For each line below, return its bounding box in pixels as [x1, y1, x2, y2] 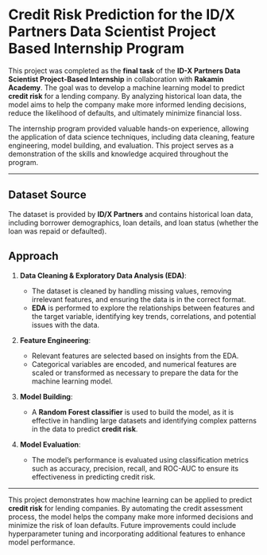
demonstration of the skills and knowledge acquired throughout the [8, 149, 229, 159]
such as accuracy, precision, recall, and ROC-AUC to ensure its [31, 463, 239, 473]
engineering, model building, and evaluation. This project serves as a [8, 140, 234, 150]
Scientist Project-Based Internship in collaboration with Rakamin [8, 74, 224, 84]
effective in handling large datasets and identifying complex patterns [31, 415, 257, 425]
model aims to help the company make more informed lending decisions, [8, 100, 246, 109]
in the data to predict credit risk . [31, 424, 138, 434]
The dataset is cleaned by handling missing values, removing [31, 285, 232, 296]
